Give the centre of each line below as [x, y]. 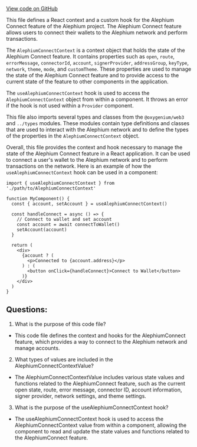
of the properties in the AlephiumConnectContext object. [73, 136]
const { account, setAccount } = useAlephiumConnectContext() [89, 204]
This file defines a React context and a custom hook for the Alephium [90, 20]
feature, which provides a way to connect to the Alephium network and [101, 341]
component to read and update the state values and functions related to [102, 431]
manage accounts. [37, 348]
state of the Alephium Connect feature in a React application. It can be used [98, 154]
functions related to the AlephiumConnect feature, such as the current [100, 383]
